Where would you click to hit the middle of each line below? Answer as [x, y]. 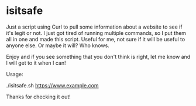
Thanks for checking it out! [39, 97]
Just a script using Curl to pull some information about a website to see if [94, 27]
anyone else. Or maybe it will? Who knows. [58, 45]
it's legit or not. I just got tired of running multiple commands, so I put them [96, 33]
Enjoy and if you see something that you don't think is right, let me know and [98, 56]
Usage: [15, 74]
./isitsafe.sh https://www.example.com [52, 85]
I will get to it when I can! [36, 63]
